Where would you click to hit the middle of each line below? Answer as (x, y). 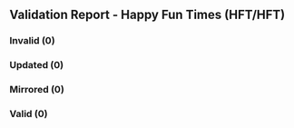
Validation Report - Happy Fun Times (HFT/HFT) (147, 15)
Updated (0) (37, 65)
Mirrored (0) (37, 90)
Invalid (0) (33, 41)
